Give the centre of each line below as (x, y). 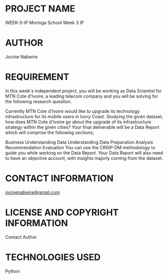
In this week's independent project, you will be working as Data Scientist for (83, 91)
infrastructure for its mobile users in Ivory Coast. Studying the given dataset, (84, 116)
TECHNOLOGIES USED (53, 257)
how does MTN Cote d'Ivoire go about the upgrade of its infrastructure (78, 122)
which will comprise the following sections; (50, 132)
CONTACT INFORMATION (59, 178)
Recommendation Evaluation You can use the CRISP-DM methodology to (80, 147)
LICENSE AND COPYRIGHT (62, 212)
